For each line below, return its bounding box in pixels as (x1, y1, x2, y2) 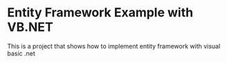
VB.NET (7, 19, 53, 35)
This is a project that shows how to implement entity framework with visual (7, 42, 221, 50)
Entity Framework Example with (7, 5, 194, 21)
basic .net (7, 49, 36, 58)
